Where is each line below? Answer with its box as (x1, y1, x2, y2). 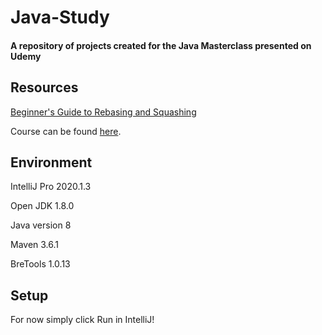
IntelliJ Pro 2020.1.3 (10, 181, 92, 193)
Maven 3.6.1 (10, 239, 60, 251)
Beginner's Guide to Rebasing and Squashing (10, 106, 197, 118)
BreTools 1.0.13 (10, 258, 71, 270)
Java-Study (10, 6, 110, 29)
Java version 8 (10, 219, 72, 231)
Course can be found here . (10, 125, 122, 137)
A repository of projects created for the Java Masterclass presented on (10, 39, 312, 51)
